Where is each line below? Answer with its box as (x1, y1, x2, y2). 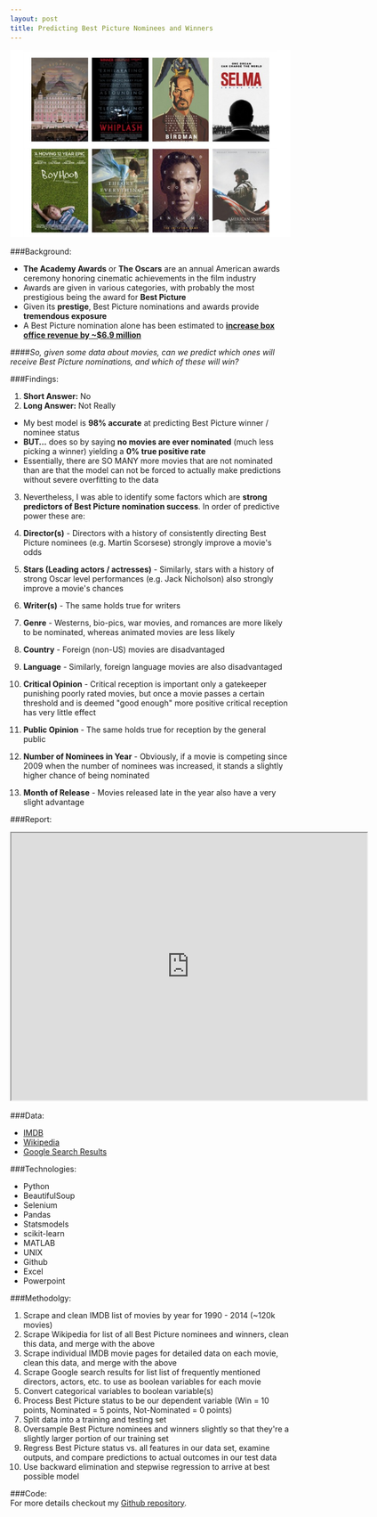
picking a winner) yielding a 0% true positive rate (22, 445, 206, 456)
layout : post (10, 14, 59, 23)
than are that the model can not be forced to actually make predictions (22, 464, 281, 476)
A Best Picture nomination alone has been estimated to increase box (22, 320, 275, 330)
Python (22, 1180, 50, 1191)
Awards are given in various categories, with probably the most (22, 281, 255, 293)
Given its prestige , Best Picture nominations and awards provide (22, 301, 260, 312)
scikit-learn (22, 1227, 65, 1238)
